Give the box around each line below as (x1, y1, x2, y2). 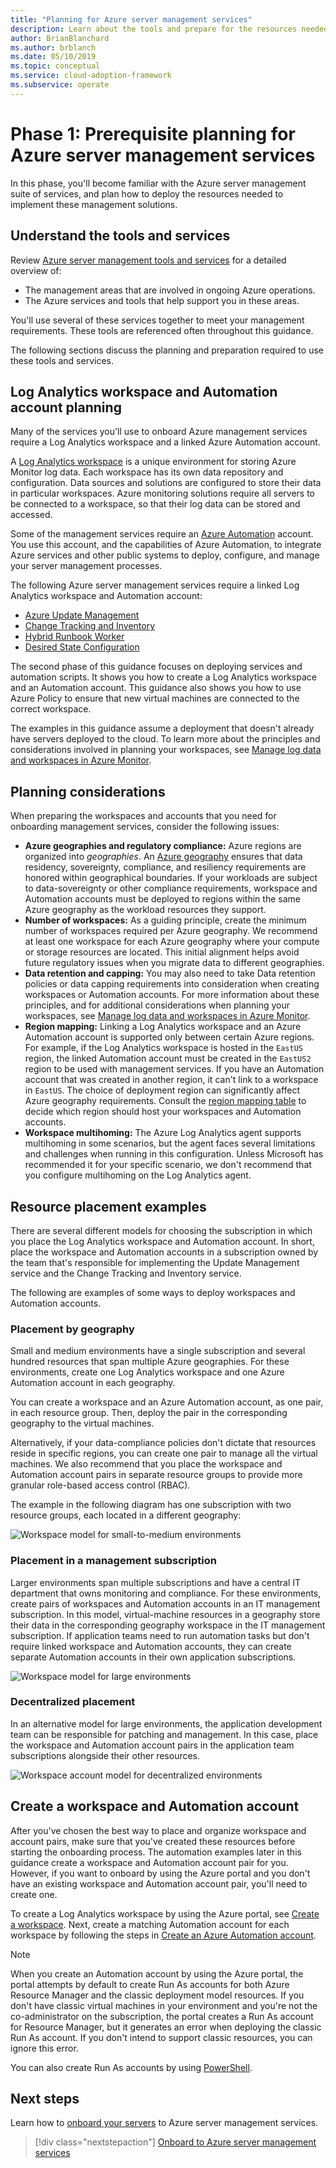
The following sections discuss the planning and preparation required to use (10, 344, 324, 356)
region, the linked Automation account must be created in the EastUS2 (24, 1052, 312, 1065)
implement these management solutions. (10, 198, 178, 210)
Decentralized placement (10, 1695, 136, 1709)
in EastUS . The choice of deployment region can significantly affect (24, 1084, 301, 1096)
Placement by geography (10, 1322, 135, 1336)
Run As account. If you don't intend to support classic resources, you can (10, 2031, 313, 2043)
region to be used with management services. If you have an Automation (24, 1063, 325, 1075)
